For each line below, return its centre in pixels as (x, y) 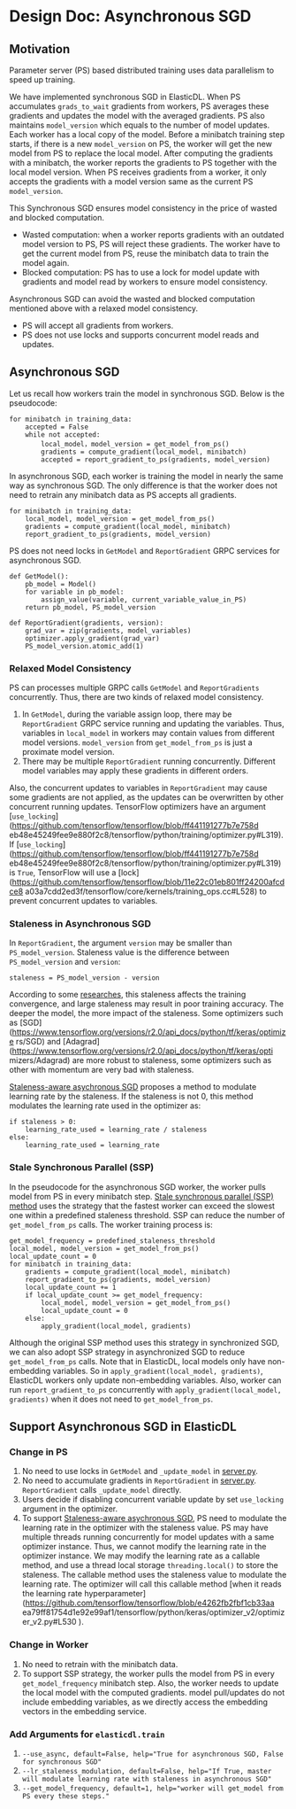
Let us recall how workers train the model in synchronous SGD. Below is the (147, 393)
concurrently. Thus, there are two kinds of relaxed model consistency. (137, 697)
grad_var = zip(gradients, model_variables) (108, 631)
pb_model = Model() (61, 584)
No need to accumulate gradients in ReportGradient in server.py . (139, 1480)
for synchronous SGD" (61, 1762)
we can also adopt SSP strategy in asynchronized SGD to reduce (127, 1352)
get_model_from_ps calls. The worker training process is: (111, 1224)
